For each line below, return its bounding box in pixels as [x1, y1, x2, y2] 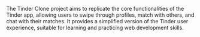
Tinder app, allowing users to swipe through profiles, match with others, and [6, 11, 195, 18]
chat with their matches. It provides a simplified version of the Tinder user [6, 18, 189, 24]
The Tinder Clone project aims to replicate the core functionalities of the [6, 5, 184, 12]
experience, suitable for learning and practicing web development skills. [6, 24, 184, 31]
